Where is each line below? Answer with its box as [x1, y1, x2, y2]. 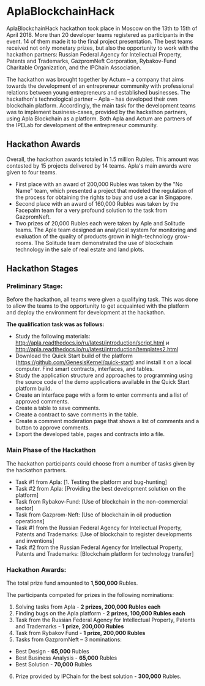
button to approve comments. [15, 424, 91, 431]
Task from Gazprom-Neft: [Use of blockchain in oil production [15, 511, 171, 518]
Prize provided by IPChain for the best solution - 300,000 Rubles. [15, 672, 182, 680]
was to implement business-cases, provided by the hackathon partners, [6, 108, 188, 115]
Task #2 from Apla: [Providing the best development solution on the [15, 485, 186, 492]
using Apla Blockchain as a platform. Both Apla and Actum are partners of [6, 115, 192, 122]
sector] [15, 504, 34, 512]
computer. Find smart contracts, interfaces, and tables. [15, 365, 154, 373]
